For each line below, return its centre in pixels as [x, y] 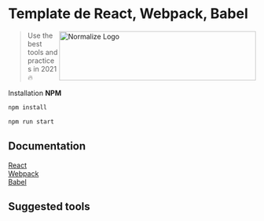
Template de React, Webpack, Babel [128, 14]
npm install [27, 107]
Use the [40, 35]
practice [41, 61]
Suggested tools [49, 206]
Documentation [47, 146]
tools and [42, 52]
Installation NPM [35, 93]
